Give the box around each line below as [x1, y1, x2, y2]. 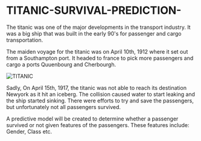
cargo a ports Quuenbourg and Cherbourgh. [6, 61, 116, 68]
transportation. [6, 36, 43, 43]
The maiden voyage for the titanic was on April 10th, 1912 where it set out [6, 48, 188, 55]
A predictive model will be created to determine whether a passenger [6, 115, 179, 122]
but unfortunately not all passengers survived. [6, 103, 121, 110]
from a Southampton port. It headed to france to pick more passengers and [6, 54, 194, 61]
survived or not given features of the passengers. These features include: [6, 121, 190, 128]
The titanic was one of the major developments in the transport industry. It [6, 23, 191, 31]
